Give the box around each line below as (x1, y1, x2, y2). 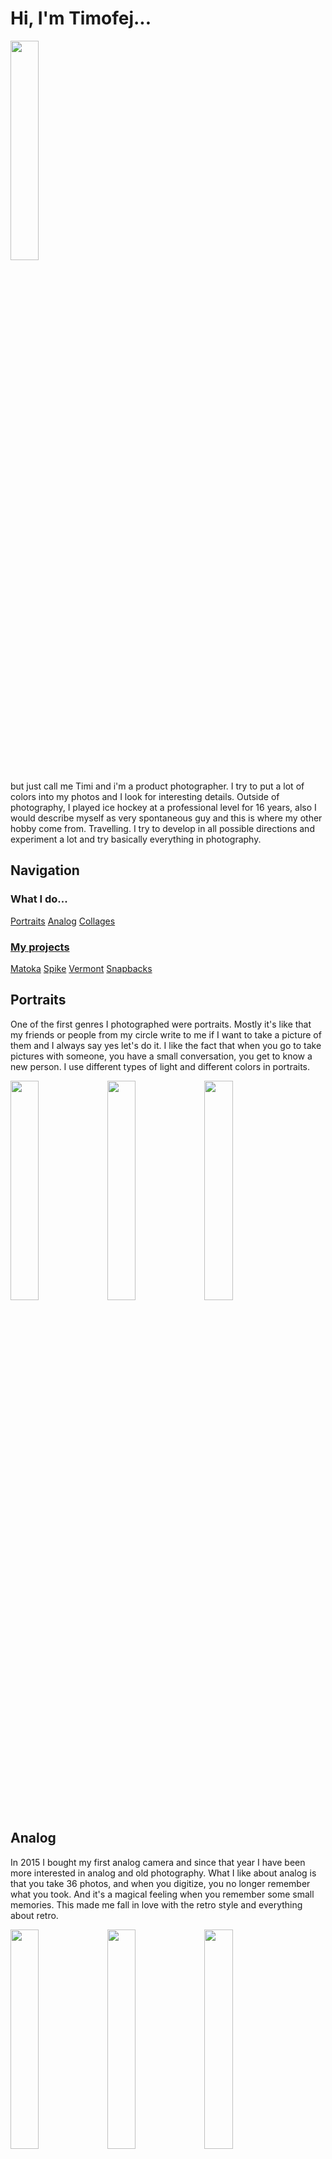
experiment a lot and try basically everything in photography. (10, 833, 262, 845)
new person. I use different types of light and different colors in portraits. (10, 1060, 311, 1072)
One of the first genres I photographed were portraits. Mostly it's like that (10, 1018, 312, 1030)
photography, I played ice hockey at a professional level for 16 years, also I (10, 801, 317, 813)
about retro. (10, 1909, 59, 1921)
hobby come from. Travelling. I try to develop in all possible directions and (10, 822, 315, 834)
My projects (10, 940, 70, 954)
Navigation (10, 862, 80, 879)
